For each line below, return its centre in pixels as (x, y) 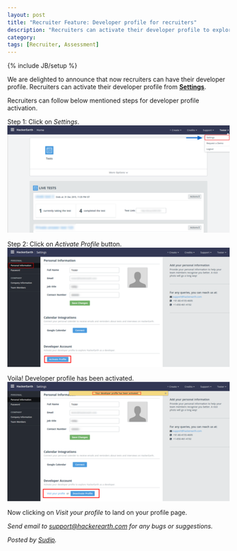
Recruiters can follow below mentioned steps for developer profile (103, 101)
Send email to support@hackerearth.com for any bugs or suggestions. (110, 526)
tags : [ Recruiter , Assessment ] (53, 45)
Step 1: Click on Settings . (43, 122)
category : (22, 37)
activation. (23, 108)
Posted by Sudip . (32, 540)
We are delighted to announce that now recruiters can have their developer (116, 79)
